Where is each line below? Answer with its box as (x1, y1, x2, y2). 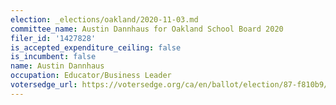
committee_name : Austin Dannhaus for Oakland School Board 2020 (10, 24, 284, 34)
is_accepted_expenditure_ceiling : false (10, 42, 182, 53)
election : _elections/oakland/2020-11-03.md (10, 14, 199, 25)
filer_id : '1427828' (10, 33, 97, 43)
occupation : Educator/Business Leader (10, 71, 172, 81)
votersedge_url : (10, 80, 78, 90)
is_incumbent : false (10, 52, 97, 62)
